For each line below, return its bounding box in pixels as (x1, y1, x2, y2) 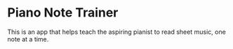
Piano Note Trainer (7, 5, 119, 21)
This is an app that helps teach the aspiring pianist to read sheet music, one (7, 28, 226, 36)
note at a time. (7, 35, 49, 43)
